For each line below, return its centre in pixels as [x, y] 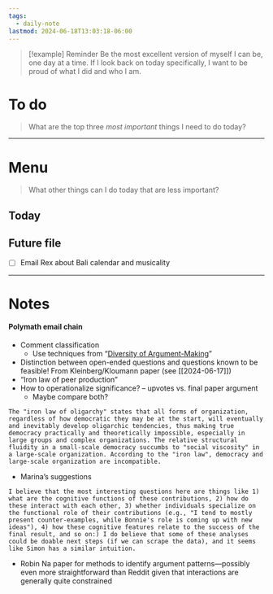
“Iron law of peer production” [69, 379]
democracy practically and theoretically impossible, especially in [127, 433]
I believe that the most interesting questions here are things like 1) [134, 491]
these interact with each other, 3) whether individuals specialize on [132, 505]
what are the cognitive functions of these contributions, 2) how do [129, 498]
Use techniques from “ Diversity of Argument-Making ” [122, 353]
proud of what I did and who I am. [84, 72]
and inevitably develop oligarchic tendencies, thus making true [121, 426]
